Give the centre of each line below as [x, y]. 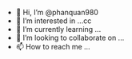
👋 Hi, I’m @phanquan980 [57, 12]
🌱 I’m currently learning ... [58, 29]
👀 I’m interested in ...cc [54, 21]
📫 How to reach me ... [53, 47]
